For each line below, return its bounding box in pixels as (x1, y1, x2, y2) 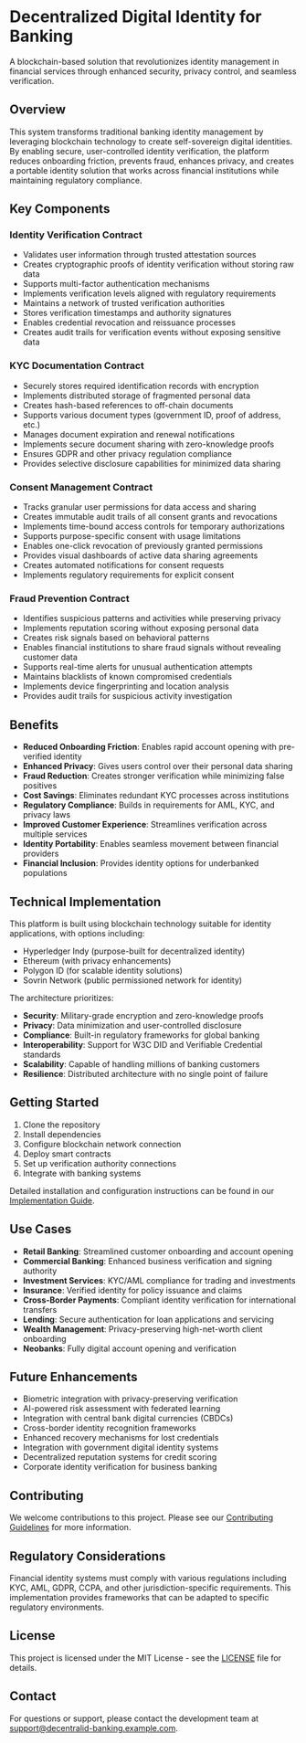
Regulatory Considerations (9, 1548, 166, 1564)
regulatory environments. (9, 1601, 105, 1613)
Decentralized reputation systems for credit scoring (22, 1452, 217, 1463)
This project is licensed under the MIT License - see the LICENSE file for (9, 1652, 281, 1664)
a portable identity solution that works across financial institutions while (9, 164, 280, 175)
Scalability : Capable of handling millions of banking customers (22, 1058, 260, 1070)
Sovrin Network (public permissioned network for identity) (22, 975, 243, 986)
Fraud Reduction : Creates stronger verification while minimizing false (22, 770, 285, 782)
